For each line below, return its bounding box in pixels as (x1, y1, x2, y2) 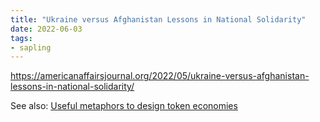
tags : (10, 33, 33, 43)
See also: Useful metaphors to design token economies (10, 100, 238, 112)
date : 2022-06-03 (10, 24, 83, 34)
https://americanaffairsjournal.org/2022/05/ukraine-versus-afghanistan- (10, 70, 310, 82)
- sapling (10, 42, 52, 53)
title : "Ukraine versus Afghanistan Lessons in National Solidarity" (10, 14, 307, 25)
